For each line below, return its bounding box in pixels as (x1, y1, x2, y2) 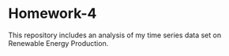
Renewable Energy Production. (8, 38, 109, 47)
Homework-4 (8, 5, 97, 23)
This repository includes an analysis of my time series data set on (8, 30, 222, 40)
